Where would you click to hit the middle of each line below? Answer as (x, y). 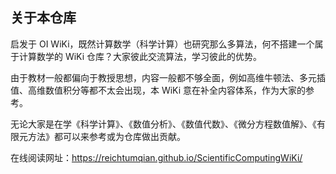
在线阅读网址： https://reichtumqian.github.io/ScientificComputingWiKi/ (156, 157)
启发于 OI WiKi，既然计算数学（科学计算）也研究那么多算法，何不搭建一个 (162, 44)
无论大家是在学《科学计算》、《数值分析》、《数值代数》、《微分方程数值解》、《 (163, 124)
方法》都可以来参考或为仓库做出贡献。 (106, 136)
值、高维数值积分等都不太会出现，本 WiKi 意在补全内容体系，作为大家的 (158, 90)
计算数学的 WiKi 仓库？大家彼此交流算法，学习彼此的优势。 (140, 56)
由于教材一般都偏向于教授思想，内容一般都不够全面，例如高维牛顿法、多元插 (168, 77)
